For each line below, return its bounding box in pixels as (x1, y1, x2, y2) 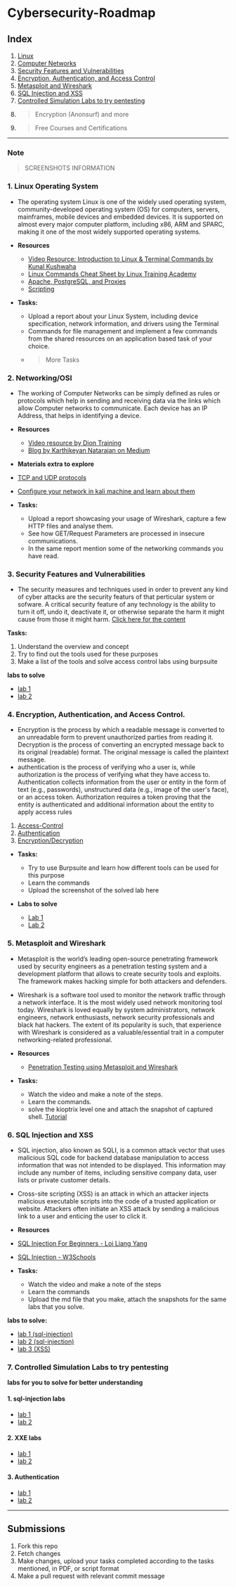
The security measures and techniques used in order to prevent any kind (17, 586, 228, 594)
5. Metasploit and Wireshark (7, 938, 106, 948)
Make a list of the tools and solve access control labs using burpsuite (17, 657, 218, 666)
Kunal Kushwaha (27, 262, 77, 270)
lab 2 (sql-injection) (17, 1337, 74, 1346)
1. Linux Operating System (7, 182, 98, 191)
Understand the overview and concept (17, 643, 129, 651)
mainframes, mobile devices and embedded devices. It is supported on (17, 213, 223, 221)
